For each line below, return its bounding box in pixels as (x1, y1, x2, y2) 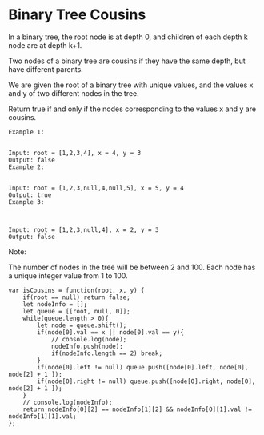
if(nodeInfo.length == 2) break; (50, 349, 162, 357)
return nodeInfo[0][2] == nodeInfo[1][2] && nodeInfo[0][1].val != (22, 405, 252, 413)
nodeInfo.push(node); (50, 342, 124, 350)
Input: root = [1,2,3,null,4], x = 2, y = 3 (8, 225, 159, 233)
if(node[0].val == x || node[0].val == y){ (37, 328, 184, 337)
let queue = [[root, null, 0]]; (22, 307, 130, 315)
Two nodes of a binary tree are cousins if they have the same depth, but (8, 56, 246, 66)
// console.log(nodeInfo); (22, 398, 113, 406)
